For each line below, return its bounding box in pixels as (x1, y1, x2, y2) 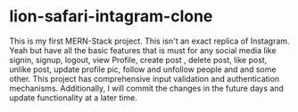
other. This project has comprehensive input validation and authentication (9, 73, 280, 84)
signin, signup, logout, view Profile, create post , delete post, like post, (9, 54, 268, 65)
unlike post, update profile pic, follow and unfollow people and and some (9, 64, 277, 75)
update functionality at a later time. (9, 92, 138, 103)
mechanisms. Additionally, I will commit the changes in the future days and (9, 83, 284, 93)
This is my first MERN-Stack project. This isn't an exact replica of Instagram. (9, 36, 290, 46)
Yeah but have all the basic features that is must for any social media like (9, 44, 277, 55)
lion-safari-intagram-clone (9, 6, 213, 27)
